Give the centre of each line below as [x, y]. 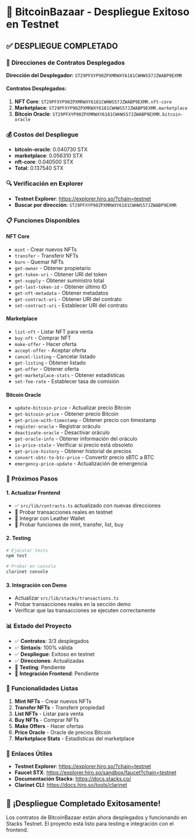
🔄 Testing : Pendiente [40, 667]
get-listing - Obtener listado [50, 363]
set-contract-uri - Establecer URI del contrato [71, 305]
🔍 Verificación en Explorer [45, 183]
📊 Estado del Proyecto [39, 626]
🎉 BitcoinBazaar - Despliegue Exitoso [98, 12]
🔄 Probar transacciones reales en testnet [63, 512]
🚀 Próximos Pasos [32, 479]
